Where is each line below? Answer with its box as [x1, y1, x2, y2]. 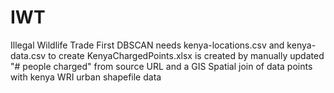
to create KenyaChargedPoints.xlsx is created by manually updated [48, 49, 325, 61]
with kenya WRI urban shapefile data [10, 71, 162, 83]
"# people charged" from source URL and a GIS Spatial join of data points [10, 60, 313, 72]
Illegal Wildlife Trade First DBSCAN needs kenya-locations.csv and [10, 39, 285, 51]
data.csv [10, 49, 47, 61]
